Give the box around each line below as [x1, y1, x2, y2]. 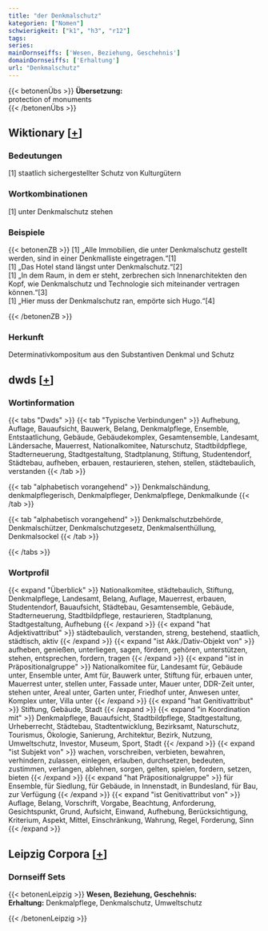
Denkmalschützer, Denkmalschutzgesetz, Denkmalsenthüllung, [8, 523, 217, 533]
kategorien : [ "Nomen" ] [8, 19, 84, 27]
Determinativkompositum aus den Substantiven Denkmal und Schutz [8, 350, 234, 359]
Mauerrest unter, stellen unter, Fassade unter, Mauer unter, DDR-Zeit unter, [8, 679, 255, 689]
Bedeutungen [8, 150, 62, 161]
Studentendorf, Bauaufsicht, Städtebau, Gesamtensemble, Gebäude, [8, 602, 234, 612]
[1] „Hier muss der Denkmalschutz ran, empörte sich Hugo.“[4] [8, 296, 215, 306]
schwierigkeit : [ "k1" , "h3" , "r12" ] [8, 26, 130, 34]
